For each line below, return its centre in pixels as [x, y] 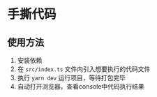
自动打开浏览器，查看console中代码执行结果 [81, 87]
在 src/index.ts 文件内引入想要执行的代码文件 [84, 69]
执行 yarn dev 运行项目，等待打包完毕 [71, 78]
